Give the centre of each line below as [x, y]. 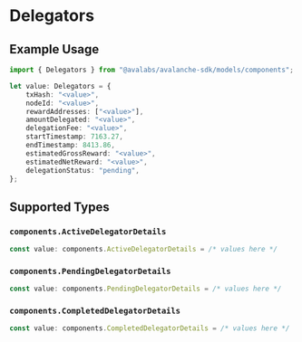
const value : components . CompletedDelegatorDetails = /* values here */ [150, 328]
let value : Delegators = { [60, 86]
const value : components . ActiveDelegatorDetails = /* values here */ [144, 250]
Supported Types [60, 207]
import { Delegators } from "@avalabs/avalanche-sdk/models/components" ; [152, 70]
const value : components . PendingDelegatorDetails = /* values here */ [146, 289]
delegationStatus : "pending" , [83, 170]
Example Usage [54, 49]
